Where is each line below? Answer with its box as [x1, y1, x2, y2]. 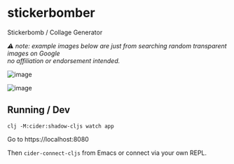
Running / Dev [7, 104, 71, 116]
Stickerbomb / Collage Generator [7, 28, 103, 36]
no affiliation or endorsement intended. [7, 56, 121, 64]
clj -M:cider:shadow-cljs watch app [7, 123, 114, 130]
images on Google [7, 49, 61, 57]
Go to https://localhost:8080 [7, 135, 89, 143]
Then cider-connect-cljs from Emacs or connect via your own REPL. [7, 149, 207, 157]
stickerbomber [7, 5, 96, 21]
